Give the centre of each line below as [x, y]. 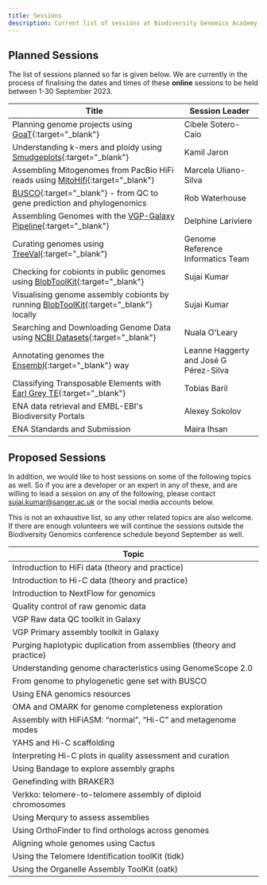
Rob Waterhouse [215, 198]
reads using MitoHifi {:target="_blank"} [83, 180]
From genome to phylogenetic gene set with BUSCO [110, 681]
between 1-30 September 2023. [60, 92]
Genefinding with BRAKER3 [64, 781]
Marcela [199, 170]
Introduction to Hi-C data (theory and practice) [100, 581]
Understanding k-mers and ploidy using [87, 147]
